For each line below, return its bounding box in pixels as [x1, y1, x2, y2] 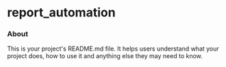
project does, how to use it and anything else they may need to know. [7, 52, 203, 60]
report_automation [7, 5, 116, 21]
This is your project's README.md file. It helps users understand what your [7, 44, 219, 53]
